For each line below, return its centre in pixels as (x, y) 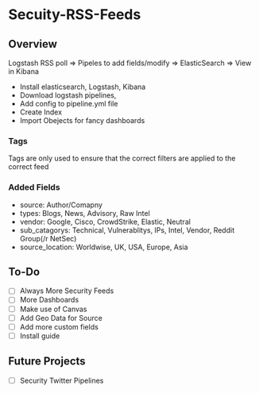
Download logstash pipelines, (68, 95)
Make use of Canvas (53, 309)
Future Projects (47, 362)
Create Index (41, 112)
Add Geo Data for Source (61, 318)
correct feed (29, 167)
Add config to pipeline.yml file (69, 104)
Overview (33, 44)
